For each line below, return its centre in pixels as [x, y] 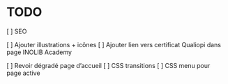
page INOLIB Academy [39, 52]
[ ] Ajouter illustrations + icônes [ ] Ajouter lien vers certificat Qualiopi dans [114, 44]
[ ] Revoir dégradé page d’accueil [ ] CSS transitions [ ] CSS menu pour [108, 65]
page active [23, 73]
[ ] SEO [17, 31]
